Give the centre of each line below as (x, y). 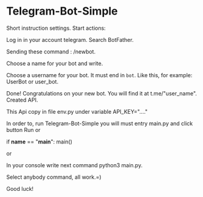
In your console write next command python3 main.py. (74, 165)
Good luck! (20, 188)
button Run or (23, 130)
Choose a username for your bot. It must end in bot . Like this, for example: (99, 75)
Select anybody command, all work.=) (54, 177)
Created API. (22, 100)
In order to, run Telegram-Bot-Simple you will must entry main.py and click (100, 123)
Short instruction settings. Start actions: (56, 28)
